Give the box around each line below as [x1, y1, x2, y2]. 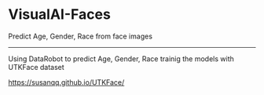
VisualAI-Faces [8, 5, 112, 24]
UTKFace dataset [8, 62, 64, 71]
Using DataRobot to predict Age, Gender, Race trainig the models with [8, 53, 234, 64]
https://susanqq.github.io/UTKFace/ [8, 77, 125, 87]
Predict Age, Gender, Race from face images [8, 31, 153, 41]
